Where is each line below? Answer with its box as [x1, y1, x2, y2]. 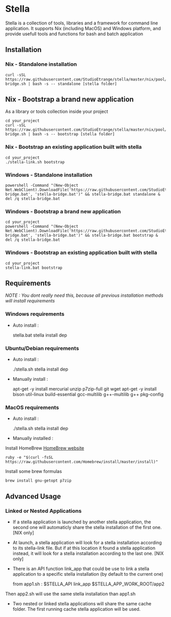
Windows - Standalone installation [5, 171, 93, 178]
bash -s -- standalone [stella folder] [32, 81, 117, 87]
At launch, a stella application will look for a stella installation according [12, 540, 162, 546]
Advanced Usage [5, 492, 61, 500]
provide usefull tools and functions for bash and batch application [5, 31, 144, 37]
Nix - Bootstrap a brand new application [5, 95, 134, 104]
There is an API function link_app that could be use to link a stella [12, 566, 149, 572]
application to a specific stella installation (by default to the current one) [12, 571, 164, 577]
